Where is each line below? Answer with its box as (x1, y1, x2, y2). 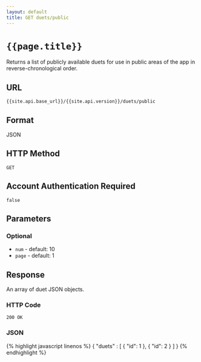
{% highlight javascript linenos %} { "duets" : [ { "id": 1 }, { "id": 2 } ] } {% (6, 342, 188, 349)
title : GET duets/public (6, 15, 69, 21)
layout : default (6, 8, 47, 15)
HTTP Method (6, 149, 61, 159)
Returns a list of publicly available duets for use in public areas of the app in (6, 58, 196, 65)
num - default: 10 (15, 246, 56, 253)
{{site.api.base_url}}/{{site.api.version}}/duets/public (6, 98, 156, 105)
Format (6, 115, 35, 125)
